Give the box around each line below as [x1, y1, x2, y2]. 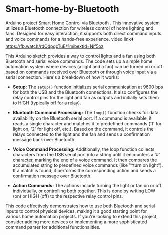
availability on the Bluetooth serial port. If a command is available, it [12, 115, 152, 121]
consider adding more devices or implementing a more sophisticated [5, 219, 147, 225]
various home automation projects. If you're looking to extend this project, [5, 213, 158, 219]
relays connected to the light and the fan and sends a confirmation [12, 131, 150, 137]
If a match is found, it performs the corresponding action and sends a [12, 167, 156, 173]
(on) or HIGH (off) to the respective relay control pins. [12, 193, 123, 199]
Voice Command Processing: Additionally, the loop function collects [12, 146, 155, 152]
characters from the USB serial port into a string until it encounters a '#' [12, 151, 160, 157]
